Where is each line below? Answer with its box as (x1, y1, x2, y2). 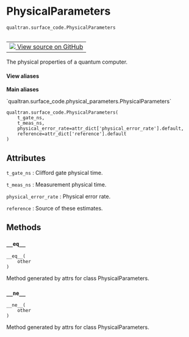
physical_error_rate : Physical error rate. (6, 193, 111, 200)
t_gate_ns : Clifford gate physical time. (6, 169, 103, 176)
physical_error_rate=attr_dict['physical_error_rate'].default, (17, 125, 184, 132)
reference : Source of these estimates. (6, 204, 103, 212)
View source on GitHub (17, 42, 84, 51)
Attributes (6, 153, 46, 163)
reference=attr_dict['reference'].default (17, 131, 127, 137)
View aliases (6, 72, 40, 80)
